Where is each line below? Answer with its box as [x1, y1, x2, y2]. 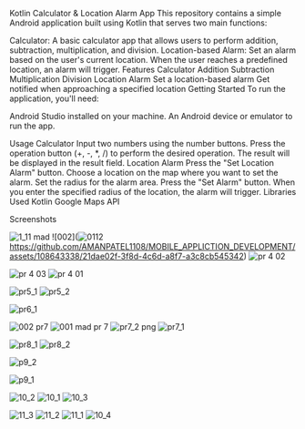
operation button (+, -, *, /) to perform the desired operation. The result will [9, 148, 290, 158]
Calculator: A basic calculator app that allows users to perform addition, [9, 36, 280, 46]
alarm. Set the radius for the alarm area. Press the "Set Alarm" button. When [9, 177, 296, 188]
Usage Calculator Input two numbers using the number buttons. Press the [9, 138, 286, 148]
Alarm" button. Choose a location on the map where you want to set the [9, 168, 279, 178]
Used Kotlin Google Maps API [9, 196, 120, 207]
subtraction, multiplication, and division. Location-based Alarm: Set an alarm [9, 45, 297, 56]
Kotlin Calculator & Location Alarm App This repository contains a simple [9, 8, 282, 18]
